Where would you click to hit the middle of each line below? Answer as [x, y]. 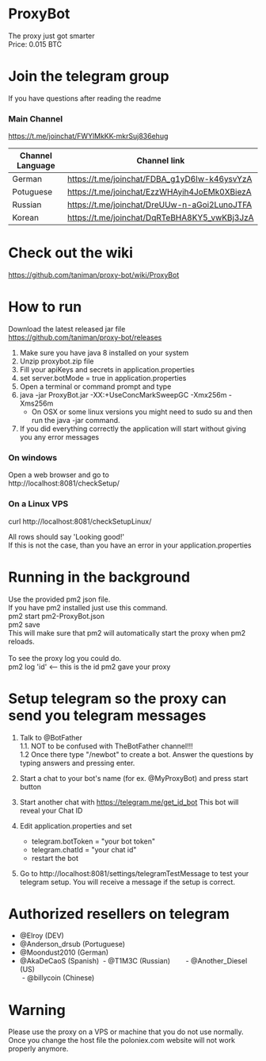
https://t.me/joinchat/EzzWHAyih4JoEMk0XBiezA [159, 192]
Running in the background [99, 577]
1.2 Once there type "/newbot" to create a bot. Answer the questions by [137, 754]
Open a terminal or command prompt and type [95, 386]
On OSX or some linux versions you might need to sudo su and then [142, 412]
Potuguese [32, 192]
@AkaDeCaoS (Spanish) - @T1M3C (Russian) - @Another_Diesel [133, 961]
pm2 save [25, 625]
